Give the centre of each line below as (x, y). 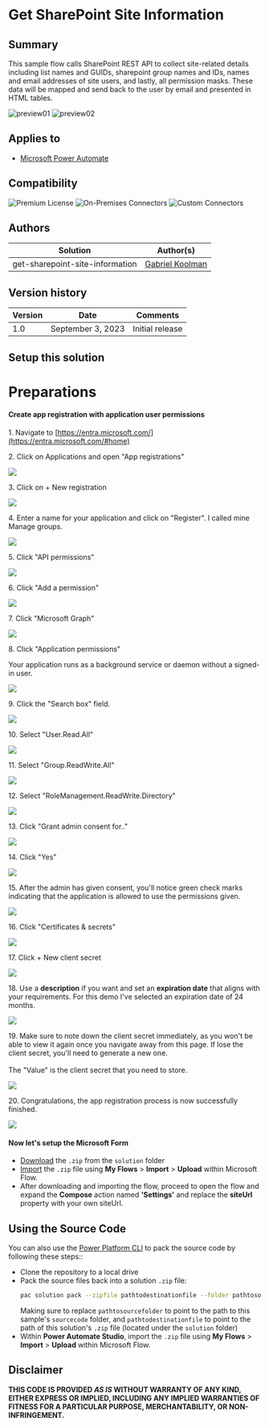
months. (22, 1006)
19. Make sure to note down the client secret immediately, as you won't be (130, 1036)
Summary (33, 45)
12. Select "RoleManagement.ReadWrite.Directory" (92, 796)
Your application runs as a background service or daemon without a (120, 665)
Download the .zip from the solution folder (92, 1161)
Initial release (157, 329)
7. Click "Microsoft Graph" (51, 619)
